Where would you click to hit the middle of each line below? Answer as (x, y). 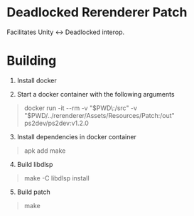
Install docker (37, 80)
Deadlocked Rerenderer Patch (97, 12)
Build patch (33, 192)
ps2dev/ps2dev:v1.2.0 (56, 123)
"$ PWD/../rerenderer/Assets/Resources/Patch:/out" (99, 115)
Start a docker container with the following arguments (96, 94)
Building (32, 61)
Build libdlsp (35, 164)
